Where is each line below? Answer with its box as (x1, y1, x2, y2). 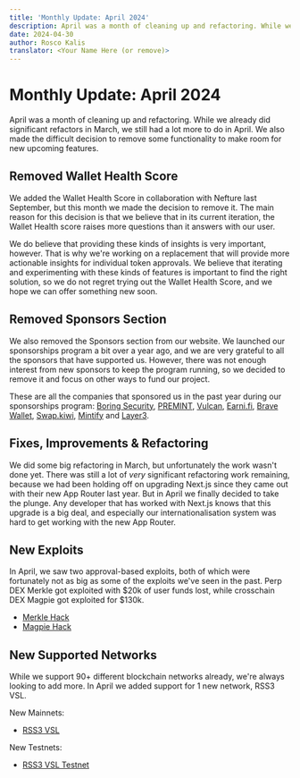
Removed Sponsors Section (9, 312, 167, 327)
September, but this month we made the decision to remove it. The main (9, 202, 275, 213)
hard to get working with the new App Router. (9, 516, 177, 528)
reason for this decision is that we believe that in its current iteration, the (9, 211, 275, 222)
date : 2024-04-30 (9, 30, 74, 38)
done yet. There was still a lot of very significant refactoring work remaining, (9, 469, 290, 479)
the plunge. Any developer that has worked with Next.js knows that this (9, 497, 271, 508)
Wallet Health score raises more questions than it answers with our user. (9, 221, 275, 232)
